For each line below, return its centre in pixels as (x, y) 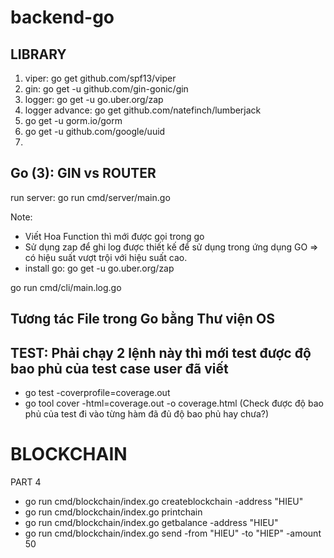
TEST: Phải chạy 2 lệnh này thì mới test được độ (161, 352)
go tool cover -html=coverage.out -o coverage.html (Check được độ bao (174, 403)
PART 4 (26, 482)
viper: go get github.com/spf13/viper (100, 78)
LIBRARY (38, 54)
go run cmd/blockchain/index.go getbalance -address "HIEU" (151, 522)
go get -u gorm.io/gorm (73, 120)
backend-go (62, 17)
